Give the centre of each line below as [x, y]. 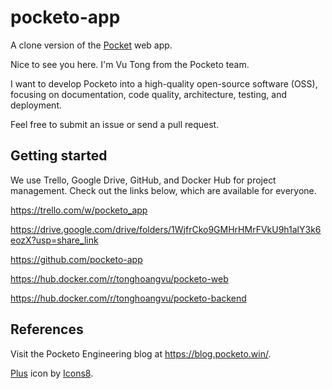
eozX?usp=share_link [54, 240]
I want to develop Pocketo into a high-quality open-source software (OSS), [164, 83]
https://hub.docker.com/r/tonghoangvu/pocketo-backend [128, 298]
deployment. [36, 105]
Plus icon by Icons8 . [52, 373]
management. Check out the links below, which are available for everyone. [163, 190]
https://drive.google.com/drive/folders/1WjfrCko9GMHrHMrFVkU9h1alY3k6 [166, 229]
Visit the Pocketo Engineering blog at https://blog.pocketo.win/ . [141, 353]
